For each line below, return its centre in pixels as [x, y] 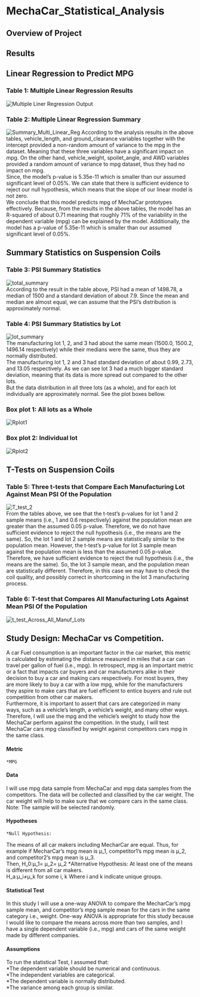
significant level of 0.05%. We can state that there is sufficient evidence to [98, 183]
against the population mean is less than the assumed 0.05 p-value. [90, 552]
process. [17, 584]
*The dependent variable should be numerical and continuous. [84, 969]
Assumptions [23, 949]
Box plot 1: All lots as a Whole [49, 409]
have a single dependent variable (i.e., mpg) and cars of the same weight [96, 929]
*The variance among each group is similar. [60, 987]
